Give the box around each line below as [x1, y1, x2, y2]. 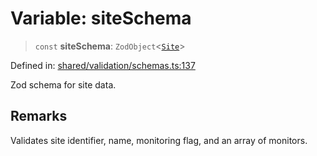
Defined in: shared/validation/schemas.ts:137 [10, 59, 196, 71]
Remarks [10, 108, 68, 125]
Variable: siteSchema [10, 7, 192, 30]
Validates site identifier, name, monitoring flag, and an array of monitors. [10, 134, 308, 146]
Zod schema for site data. [10, 78, 117, 91]
